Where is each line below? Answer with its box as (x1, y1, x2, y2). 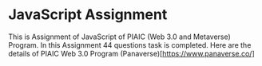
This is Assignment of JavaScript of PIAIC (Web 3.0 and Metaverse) (8, 32, 232, 41)
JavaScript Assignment (8, 6, 168, 24)
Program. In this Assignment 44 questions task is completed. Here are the (8, 40, 252, 49)
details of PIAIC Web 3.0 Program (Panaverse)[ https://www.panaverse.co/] (8, 49, 256, 58)
